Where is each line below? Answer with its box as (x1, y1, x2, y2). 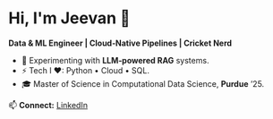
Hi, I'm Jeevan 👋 (8, 8, 131, 29)
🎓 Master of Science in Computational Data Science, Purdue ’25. (21, 78, 265, 89)
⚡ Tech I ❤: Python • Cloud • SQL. (21, 64, 149, 75)
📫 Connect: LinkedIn (8, 99, 89, 110)
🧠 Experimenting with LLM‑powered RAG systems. (21, 55, 209, 65)
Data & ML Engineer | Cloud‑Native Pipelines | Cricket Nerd (8, 38, 233, 48)
